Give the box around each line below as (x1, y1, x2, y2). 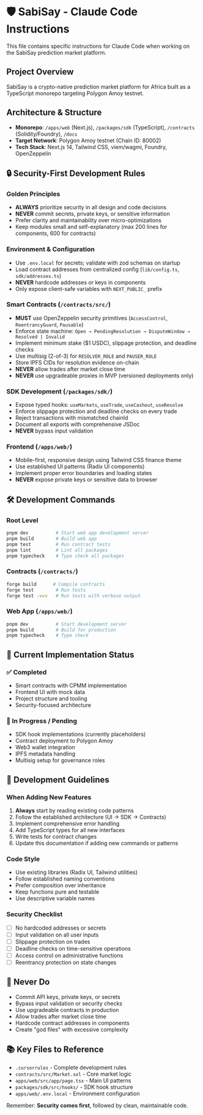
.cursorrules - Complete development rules (15, 1063, 127, 1071)
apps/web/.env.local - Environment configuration (15, 1090, 140, 1097)
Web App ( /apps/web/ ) (6, 607, 73, 615)
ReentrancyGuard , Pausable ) (15, 320, 84, 328)
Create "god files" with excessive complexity (15, 1025, 128, 1033)
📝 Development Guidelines (6, 774, 109, 785)
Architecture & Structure (6, 107, 102, 118)
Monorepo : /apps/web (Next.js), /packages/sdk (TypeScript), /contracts (15, 123, 195, 131)
